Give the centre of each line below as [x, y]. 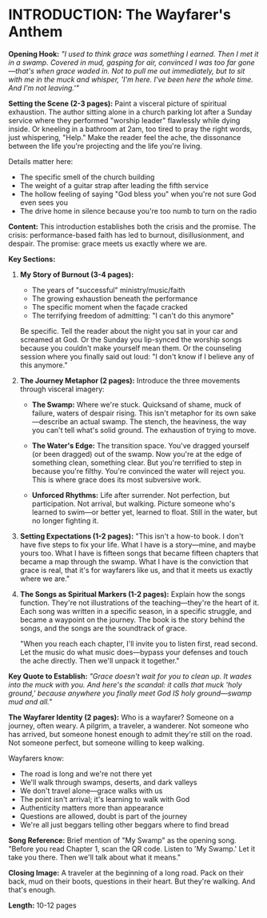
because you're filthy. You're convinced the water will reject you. [139, 471]
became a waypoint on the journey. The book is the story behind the [132, 619]
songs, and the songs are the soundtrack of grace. [104, 628]
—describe [50, 421]
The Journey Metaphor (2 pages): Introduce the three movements [130, 380]
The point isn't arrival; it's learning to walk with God [105, 799]
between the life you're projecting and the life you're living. [105, 146]
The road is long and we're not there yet [86, 773]
